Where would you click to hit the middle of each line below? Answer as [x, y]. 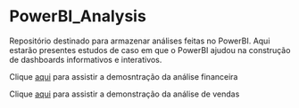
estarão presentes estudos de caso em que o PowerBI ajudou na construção [150, 50]
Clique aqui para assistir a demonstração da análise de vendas [125, 94]
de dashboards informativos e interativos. [86, 59]
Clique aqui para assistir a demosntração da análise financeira [124, 76]
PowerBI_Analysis [78, 16]
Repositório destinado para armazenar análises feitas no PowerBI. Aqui [140, 41]
